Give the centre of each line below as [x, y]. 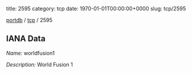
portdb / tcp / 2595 [29, 20]
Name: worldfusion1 [31, 53]
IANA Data [26, 39]
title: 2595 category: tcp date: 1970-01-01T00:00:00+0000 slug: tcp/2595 [96, 9]
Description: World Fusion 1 [39, 64]
